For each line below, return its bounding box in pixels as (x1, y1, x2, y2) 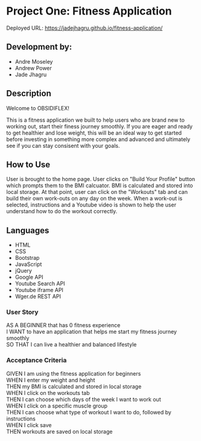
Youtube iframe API (14, 287, 63, 294)
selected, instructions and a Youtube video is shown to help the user (6, 201, 177, 208)
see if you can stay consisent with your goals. (6, 142, 120, 149)
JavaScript (14, 260, 42, 268)
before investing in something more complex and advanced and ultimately (6, 135, 191, 143)
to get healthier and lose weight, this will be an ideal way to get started (6, 129, 182, 136)
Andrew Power (14, 64, 53, 71)
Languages (6, 225, 49, 236)
